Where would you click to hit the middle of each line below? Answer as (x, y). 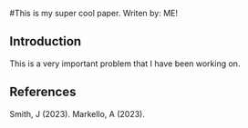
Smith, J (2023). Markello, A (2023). (77, 113)
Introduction (46, 41)
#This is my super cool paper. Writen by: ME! (94, 13)
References (43, 92)
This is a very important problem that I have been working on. (125, 64)
